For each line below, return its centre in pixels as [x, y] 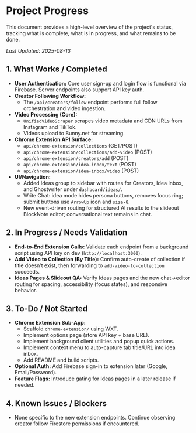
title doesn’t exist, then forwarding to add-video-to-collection [89, 265]
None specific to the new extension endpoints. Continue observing [95, 418]
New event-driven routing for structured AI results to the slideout [101, 208]
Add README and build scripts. [61, 360]
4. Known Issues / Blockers [56, 403]
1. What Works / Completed [57, 69]
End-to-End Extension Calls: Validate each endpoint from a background [101, 247]
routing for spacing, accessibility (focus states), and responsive [91, 284]
